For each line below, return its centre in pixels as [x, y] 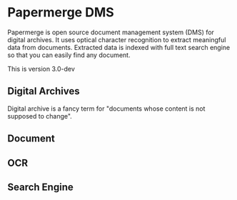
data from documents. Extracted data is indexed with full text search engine [119, 47]
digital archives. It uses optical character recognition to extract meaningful [117, 39]
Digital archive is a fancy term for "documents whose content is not [106, 109]
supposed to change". [40, 116]
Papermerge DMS [61, 12]
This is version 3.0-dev [41, 69]
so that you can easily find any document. [69, 55]
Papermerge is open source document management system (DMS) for [111, 32]
